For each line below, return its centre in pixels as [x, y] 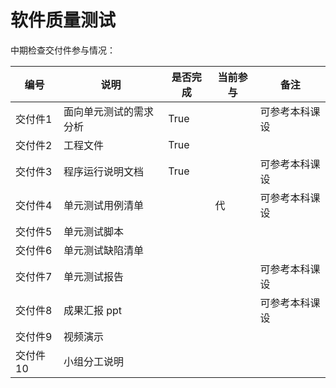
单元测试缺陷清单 [103, 250]
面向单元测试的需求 [108, 111]
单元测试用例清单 [103, 205]
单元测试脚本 [93, 231]
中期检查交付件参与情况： [63, 50]
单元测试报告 [93, 276]
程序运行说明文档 [103, 171]
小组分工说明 [93, 361]
